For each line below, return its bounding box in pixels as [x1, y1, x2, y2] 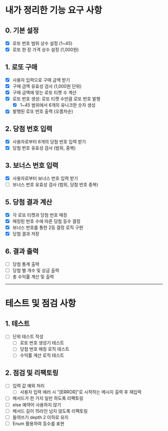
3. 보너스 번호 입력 [5, 161, 58, 169]
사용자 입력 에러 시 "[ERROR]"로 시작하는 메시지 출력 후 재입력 [19, 389, 141, 395]
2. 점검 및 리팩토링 [5, 368, 58, 377]
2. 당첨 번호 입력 [5, 124, 52, 133]
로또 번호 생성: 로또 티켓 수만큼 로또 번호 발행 [12, 96, 101, 102]
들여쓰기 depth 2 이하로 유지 [12, 414, 69, 420]
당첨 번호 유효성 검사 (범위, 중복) [12, 145, 76, 151]
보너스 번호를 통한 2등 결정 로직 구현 [12, 225, 83, 231]
